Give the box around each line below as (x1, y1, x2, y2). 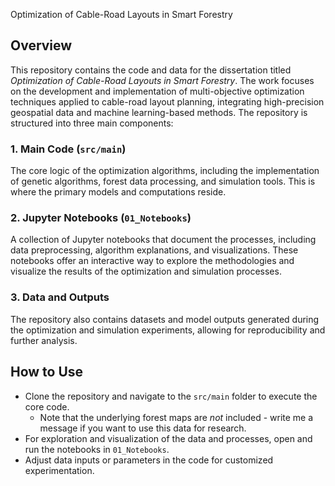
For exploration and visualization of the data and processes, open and (24, 432, 313, 444)
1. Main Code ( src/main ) (10, 142, 127, 156)
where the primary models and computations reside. (10, 186, 227, 198)
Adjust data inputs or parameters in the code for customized (24, 454, 274, 466)
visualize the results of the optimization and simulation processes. (10, 265, 282, 278)
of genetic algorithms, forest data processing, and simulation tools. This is (10, 175, 316, 188)
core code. (24, 400, 70, 413)
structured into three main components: (10, 117, 174, 129)
